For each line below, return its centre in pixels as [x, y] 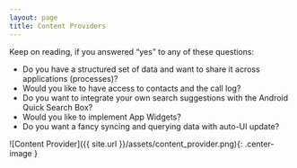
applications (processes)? [70, 78]
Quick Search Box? [57, 107]
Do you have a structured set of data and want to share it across [141, 69]
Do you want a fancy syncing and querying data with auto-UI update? [151, 126]
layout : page [34, 18]
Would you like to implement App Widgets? [101, 117]
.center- [259, 144]
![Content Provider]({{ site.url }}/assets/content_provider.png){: [126, 144]
